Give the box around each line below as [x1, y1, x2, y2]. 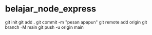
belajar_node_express [5, 3, 96, 14]
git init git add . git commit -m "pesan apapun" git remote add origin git [5, 19, 147, 25]
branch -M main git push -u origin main [5, 24, 84, 30]
